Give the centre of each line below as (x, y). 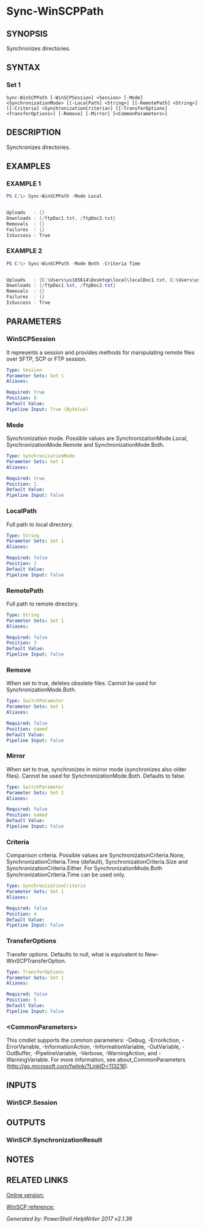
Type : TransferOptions (35, 972)
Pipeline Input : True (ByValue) (47, 409)
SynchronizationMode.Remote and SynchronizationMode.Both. (85, 445)
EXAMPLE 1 (24, 183)
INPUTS (21, 1085)
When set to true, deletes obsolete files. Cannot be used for (81, 683)
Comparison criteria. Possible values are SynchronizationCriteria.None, (96, 855)
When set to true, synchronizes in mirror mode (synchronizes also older (96, 769)
